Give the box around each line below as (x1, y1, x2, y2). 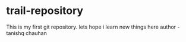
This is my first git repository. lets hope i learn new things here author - (6, 23, 180, 30)
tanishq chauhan (6, 29, 48, 36)
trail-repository (6, 4, 84, 17)
